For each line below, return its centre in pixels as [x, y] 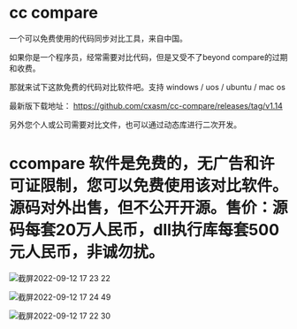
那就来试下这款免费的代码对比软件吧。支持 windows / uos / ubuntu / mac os [147, 87]
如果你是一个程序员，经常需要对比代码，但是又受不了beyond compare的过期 [148, 57]
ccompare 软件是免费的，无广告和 [134, 164]
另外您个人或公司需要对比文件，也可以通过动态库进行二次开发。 [125, 124]
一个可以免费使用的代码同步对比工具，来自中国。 [98, 38]
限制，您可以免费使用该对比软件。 [164, 186]
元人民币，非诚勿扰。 [87, 252]
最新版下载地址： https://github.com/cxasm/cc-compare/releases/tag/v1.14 [146, 105]
